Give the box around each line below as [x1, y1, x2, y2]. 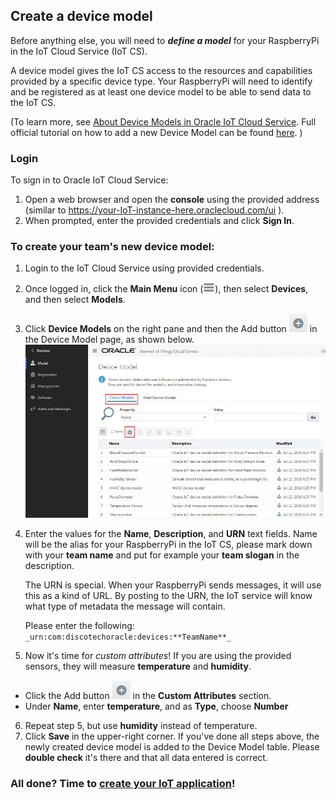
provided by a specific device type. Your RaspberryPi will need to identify [10, 75, 313, 87]
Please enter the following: [24, 620, 135, 632]
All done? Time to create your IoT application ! [10, 777, 236, 791]
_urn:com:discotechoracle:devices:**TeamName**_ [24, 632, 232, 643]
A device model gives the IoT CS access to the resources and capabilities [10, 64, 313, 76]
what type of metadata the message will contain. [24, 600, 226, 613]
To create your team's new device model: [10, 240, 215, 254]
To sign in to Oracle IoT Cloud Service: [10, 174, 169, 186]
